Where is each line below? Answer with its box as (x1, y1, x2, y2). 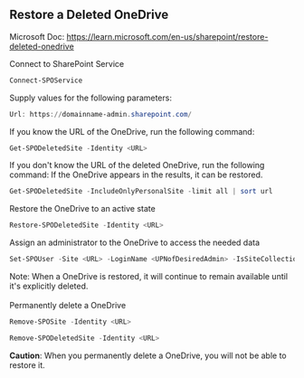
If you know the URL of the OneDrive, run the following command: (9, 126, 255, 137)
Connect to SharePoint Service (9, 58, 125, 69)
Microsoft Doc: (9, 31, 65, 42)
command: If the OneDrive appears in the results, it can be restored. (9, 169, 263, 180)
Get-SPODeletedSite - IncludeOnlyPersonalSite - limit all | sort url (9, 187, 273, 196)
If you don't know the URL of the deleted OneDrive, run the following (9, 160, 265, 171)
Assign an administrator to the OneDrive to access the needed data (9, 237, 261, 248)
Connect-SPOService (9, 76, 83, 85)
